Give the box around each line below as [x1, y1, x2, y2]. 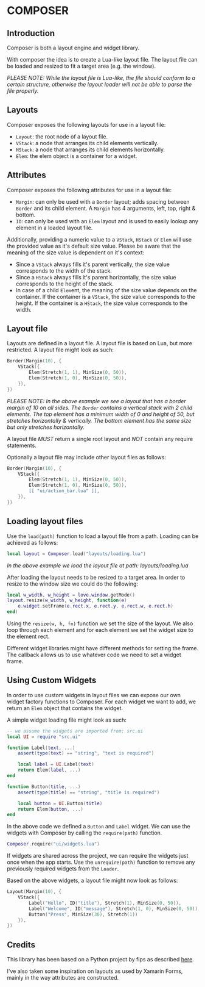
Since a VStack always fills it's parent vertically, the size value [15, 260, 170, 268]
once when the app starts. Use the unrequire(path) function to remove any [7, 858, 195, 866]
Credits [7, 939, 36, 950]
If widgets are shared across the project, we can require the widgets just [7, 852, 189, 860]
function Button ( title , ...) [7, 783, 81, 790]
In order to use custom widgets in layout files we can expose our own [7, 691, 181, 698]
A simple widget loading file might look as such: [7, 716, 127, 723]
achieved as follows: [7, 539, 58, 546]
